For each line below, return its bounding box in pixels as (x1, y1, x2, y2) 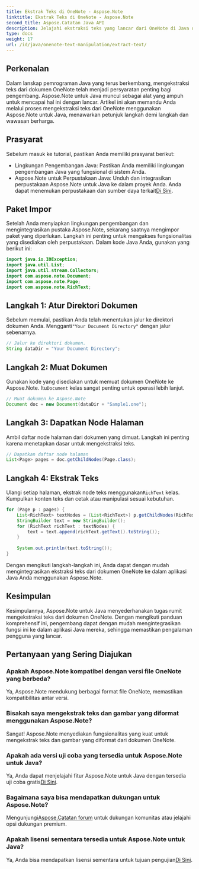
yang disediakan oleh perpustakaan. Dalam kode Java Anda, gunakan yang (6, 238, 190, 246)
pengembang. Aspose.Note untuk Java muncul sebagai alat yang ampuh (6, 92, 184, 99)
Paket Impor (6, 204, 52, 214)
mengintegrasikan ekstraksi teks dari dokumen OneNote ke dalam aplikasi (6, 568, 187, 575)
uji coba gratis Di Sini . (6, 778, 58, 786)
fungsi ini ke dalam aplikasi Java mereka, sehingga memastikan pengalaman (6, 626, 192, 633)
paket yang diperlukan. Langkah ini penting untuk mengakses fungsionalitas (6, 233, 192, 240)
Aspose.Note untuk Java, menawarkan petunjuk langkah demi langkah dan (6, 111, 189, 118)
